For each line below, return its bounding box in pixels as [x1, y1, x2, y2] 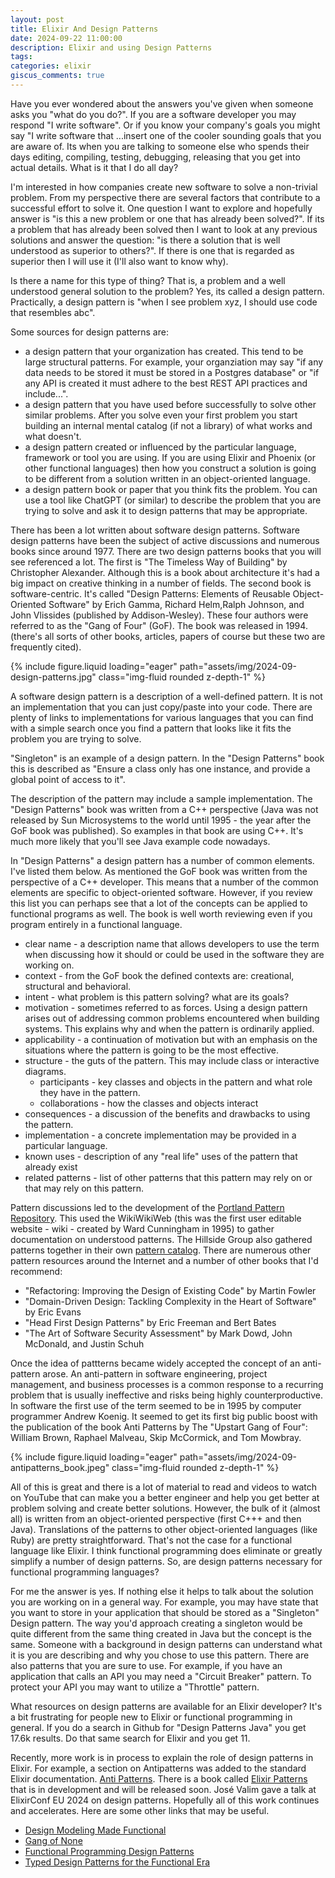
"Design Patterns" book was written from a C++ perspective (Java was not [10, 803, 319, 815]
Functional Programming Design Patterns [24, 1845, 195, 1857]
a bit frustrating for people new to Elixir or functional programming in [10, 1711, 293, 1723]
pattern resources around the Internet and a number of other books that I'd [10, 1254, 319, 1266]
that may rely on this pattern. [24, 1182, 144, 1194]
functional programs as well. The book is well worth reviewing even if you [10, 907, 313, 920]
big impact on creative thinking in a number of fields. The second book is [10, 577, 312, 589]
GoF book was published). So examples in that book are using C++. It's [10, 824, 304, 836]
